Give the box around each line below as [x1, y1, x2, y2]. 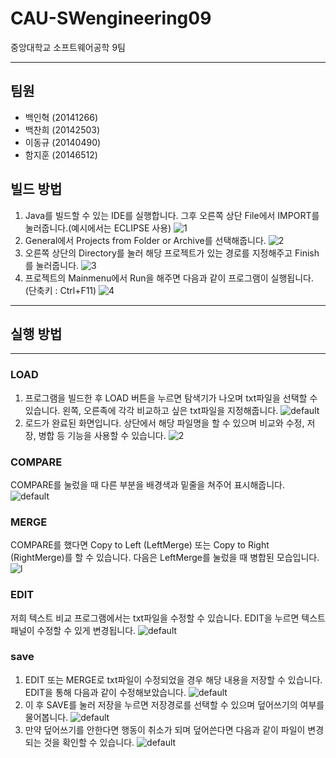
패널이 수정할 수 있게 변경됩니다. [10, 624, 137, 636]
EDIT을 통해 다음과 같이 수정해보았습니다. [24, 686, 187, 698]
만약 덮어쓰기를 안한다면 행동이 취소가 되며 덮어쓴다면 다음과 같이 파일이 [24, 723, 306, 736]
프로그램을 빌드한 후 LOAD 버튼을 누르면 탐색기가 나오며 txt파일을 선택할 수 [24, 392, 318, 404]
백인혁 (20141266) [24, 111, 99, 123]
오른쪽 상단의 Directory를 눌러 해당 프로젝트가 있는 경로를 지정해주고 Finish [24, 247, 320, 259]
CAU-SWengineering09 [10, 7, 212, 30]
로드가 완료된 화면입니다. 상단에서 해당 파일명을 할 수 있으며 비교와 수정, [24, 417, 305, 429]
